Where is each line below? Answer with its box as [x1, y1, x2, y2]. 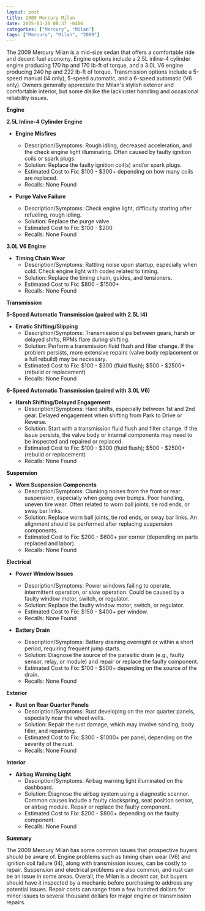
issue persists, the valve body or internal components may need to [24, 431, 193, 439]
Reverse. [24, 418, 47, 426]
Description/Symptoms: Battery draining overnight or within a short [24, 639, 194, 646]
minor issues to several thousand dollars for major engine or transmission [6, 892, 192, 899]
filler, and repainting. [24, 728, 76, 735]
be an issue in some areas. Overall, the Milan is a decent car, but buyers [6, 872, 188, 880]
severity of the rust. [24, 740, 75, 748]
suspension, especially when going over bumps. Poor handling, [24, 494, 185, 502]
